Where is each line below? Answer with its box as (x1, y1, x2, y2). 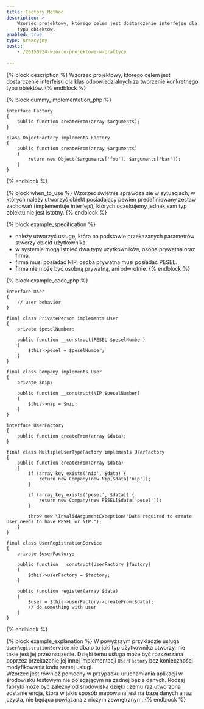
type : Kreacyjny (6, 37, 47, 43)
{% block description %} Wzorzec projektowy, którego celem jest (6, 71, 171, 78)
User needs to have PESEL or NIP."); (6, 518, 102, 524)
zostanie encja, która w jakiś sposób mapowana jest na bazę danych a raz (6, 689, 192, 697)
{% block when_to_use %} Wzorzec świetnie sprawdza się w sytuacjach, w (6, 189, 195, 196)
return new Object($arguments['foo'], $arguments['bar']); (28, 156, 181, 162)
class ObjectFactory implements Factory (6, 134, 111, 141)
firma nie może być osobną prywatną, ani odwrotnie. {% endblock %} (15, 265, 191, 272)
